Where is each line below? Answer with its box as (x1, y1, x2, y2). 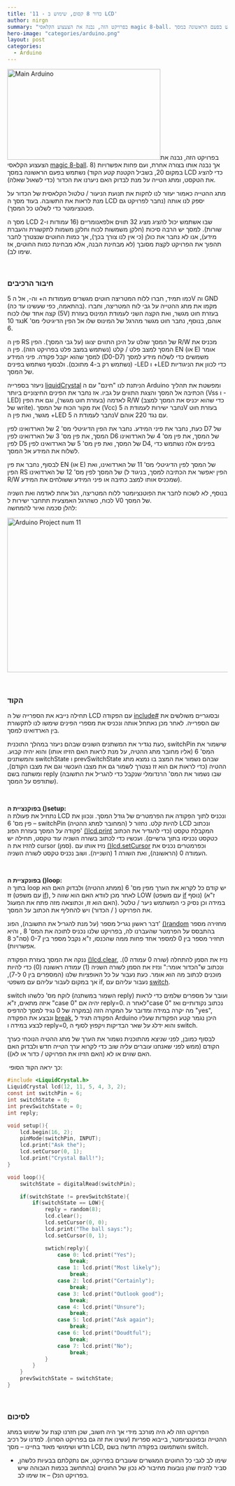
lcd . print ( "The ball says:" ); (44, 1225, 133, 1232)
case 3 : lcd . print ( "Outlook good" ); (57, 1290, 164, 1297)
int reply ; (7, 1109, 39, 1117)
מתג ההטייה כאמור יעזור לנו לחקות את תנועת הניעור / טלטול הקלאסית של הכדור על (7, 189, 226, 197)
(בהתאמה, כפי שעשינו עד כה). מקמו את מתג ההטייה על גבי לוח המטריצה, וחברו (7, 302, 218, 311)
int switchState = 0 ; (7, 1096, 71, 1104)
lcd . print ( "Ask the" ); (20, 1142, 86, 1149)
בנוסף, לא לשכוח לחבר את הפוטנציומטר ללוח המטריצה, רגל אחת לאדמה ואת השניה (7, 489, 228, 498)
